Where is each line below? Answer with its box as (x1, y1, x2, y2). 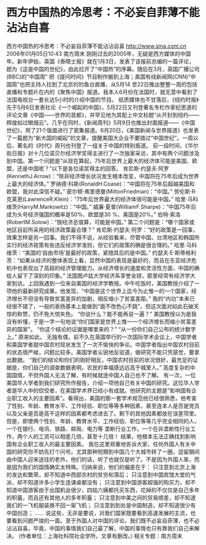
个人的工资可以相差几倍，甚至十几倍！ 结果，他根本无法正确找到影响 (22, 432, 196, 440)
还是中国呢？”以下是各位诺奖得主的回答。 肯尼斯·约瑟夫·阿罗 (17, 165, 170, 172)
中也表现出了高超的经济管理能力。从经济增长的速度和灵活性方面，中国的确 (11, 264, 200, 271)
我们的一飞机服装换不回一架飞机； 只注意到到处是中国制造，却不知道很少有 (6, 502, 196, 509)
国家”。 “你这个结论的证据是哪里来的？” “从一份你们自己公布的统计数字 (17, 325, 196, 333)
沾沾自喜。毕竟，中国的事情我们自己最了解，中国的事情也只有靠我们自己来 (6, 524, 194, 532)
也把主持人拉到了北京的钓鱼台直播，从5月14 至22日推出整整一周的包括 (19, 80, 198, 88)
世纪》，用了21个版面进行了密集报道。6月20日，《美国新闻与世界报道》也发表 (6, 126, 199, 133)
